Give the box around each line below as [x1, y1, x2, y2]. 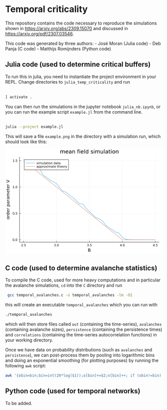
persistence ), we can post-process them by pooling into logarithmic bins [5, 352, 155, 358]
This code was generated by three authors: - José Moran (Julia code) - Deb [5, 40, 161, 46]
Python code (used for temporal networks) [5, 387, 141, 395]
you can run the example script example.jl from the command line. [5, 109, 143, 115]
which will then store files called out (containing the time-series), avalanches [5, 321, 162, 327]
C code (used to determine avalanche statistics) [5, 264, 158, 272]
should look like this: [5, 139, 47, 145]
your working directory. [5, 337, 53, 343]
